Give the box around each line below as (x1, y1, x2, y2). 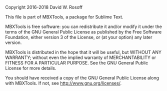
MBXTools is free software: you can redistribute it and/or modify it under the (5, 23, 162, 29)
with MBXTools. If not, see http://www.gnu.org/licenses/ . (5, 80, 122, 86)
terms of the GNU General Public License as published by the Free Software (5, 29, 162, 34)
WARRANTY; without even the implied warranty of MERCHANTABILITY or (5, 54, 156, 60)
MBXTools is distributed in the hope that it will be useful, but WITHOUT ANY (5, 49, 161, 55)
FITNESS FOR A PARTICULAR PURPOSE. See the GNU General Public (5, 60, 148, 65)
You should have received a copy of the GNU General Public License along (5, 75, 159, 80)
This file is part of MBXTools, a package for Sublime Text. (5, 14, 123, 19)
